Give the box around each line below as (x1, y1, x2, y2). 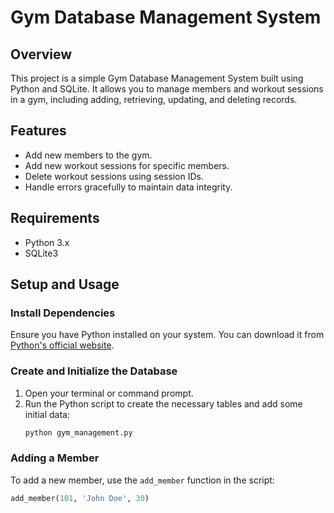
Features (10, 122, 67, 140)
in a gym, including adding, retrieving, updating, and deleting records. (10, 94, 298, 105)
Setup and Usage (10, 276, 120, 293)
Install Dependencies (10, 306, 116, 320)
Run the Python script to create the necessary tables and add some (24, 397, 303, 410)
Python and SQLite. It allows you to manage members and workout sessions (10, 83, 324, 95)
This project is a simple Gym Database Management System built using (10, 72, 304, 84)
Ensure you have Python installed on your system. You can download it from (10, 329, 325, 341)
